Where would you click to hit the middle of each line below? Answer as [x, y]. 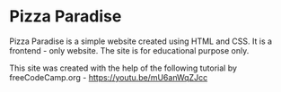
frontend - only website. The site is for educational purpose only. [129, 50]
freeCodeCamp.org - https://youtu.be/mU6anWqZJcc [109, 77]
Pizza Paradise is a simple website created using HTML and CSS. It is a [140, 41]
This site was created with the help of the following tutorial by [123, 68]
